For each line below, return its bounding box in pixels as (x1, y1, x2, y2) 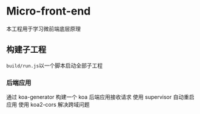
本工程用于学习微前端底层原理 (6, 25, 81, 32)
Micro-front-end (6, 4, 91, 18)
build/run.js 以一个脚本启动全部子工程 (6, 62, 103, 69)
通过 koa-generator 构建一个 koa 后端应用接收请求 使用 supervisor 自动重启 (6, 93, 195, 101)
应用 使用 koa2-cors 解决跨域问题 (6, 101, 90, 109)
